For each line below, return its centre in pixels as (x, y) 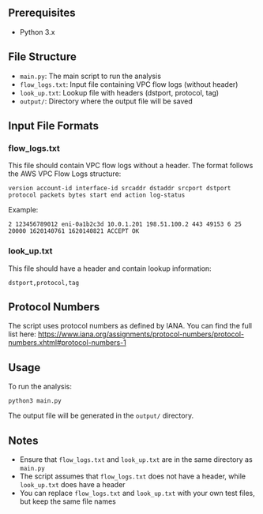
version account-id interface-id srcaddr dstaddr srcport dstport (120, 189)
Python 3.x (37, 32)
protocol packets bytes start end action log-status (97, 195)
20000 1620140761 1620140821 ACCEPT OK (74, 231)
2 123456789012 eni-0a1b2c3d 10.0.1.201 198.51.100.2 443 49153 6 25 (125, 224)
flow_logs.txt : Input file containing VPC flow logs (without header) (129, 84)
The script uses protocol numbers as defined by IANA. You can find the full (130, 326)
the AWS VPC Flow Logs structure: (65, 174)
